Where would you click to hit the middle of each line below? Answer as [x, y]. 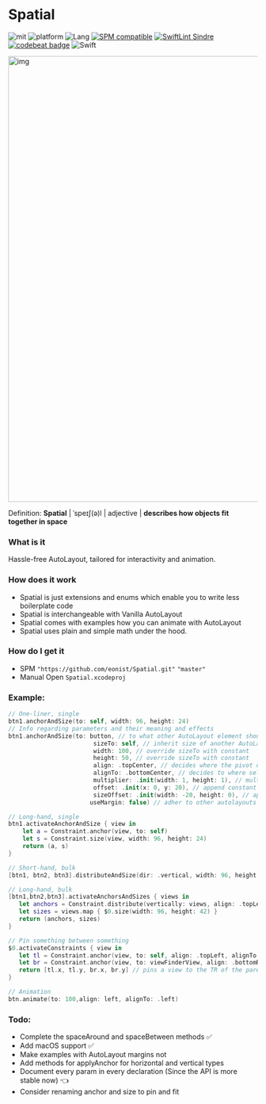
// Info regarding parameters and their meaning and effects [111, 728]
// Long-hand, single [44, 817]
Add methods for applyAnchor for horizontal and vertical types [122, 1063]
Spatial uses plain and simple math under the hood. [103, 631]
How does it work [42, 580]
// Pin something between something [68, 941]
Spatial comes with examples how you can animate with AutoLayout [130, 622]
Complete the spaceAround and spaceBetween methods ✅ [116, 1037]
